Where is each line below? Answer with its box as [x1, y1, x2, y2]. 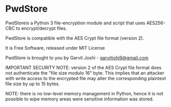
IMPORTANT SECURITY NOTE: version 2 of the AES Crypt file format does [5, 64, 162, 70]
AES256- [146, 20, 166, 26]
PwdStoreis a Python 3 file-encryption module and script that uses [5, 20, 145, 26]
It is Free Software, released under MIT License [5, 45, 105, 51]
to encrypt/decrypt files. [16, 25, 67, 31]
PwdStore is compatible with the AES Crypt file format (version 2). [5, 35, 144, 41]
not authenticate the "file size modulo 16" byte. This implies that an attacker [5, 69, 164, 76]
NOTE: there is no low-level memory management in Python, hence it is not [5, 90, 163, 96]
